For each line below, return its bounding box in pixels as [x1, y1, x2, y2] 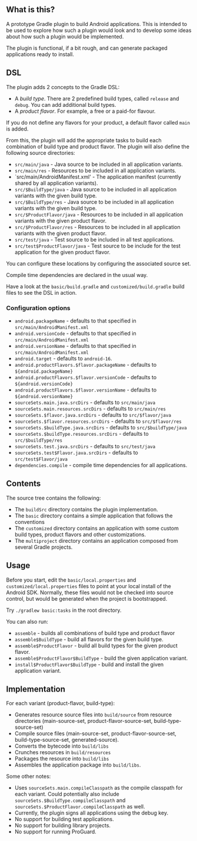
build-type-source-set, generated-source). [14, 736, 119, 744]
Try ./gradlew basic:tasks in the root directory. [6, 607, 122, 614]
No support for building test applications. [14, 816, 115, 823]
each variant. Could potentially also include [14, 791, 119, 798]
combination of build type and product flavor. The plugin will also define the [6, 143, 190, 150]
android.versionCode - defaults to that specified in [14, 330, 136, 337]
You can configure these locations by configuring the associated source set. [6, 260, 191, 267]
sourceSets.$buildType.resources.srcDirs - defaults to [14, 430, 149, 437]
